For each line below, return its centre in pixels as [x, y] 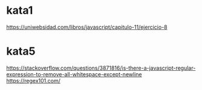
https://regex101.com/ [33, 80]
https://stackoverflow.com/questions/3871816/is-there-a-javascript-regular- [101, 68]
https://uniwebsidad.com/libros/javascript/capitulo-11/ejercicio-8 [87, 27]
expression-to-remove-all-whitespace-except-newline [74, 74]
